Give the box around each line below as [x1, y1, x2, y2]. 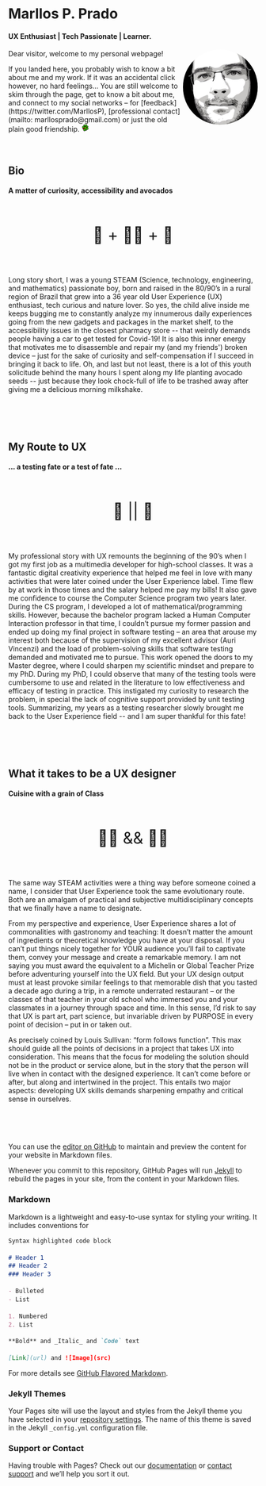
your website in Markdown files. [8, 1150, 112, 1160]
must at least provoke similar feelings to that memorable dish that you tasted [8, 977, 257, 988]
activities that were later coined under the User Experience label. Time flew [8, 577, 253, 586]
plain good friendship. [8, 124, 80, 133]
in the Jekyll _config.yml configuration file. [8, 1423, 148, 1433]
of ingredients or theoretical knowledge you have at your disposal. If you [8, 935, 245, 945]
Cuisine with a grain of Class [8, 789, 104, 798]
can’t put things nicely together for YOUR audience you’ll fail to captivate [8, 944, 246, 954]
